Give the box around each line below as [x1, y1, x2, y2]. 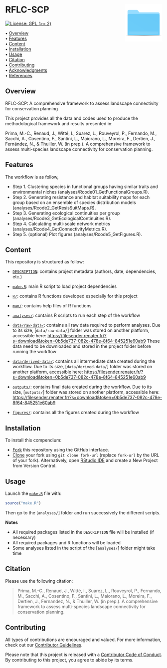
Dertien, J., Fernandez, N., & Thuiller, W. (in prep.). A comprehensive [17, 598, 158, 604]
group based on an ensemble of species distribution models [12, 199, 136, 206]
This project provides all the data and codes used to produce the [5, 115, 138, 121]
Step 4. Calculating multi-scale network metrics [12, 221, 111, 226]
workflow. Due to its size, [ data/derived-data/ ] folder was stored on [12, 364, 153, 370]
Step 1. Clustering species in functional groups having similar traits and [12, 184, 158, 190]
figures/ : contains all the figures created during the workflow [12, 410, 140, 416]
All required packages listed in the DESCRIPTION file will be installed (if [12, 529, 155, 535]
